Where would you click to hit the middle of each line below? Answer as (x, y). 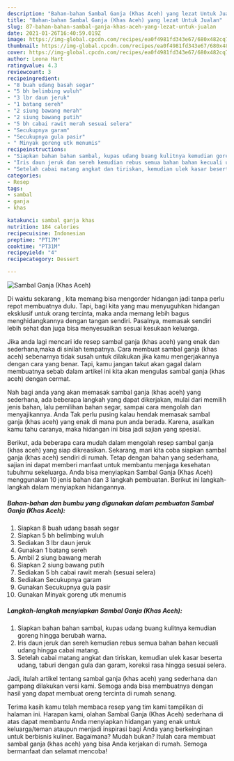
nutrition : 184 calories (43, 227)
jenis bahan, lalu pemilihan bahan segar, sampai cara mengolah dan (104, 407)
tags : (15, 189)
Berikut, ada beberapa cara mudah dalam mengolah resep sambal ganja (110, 442)
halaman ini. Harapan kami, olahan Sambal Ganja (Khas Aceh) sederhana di (115, 714)
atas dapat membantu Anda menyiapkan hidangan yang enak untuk (104, 721)
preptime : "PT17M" (34, 240)
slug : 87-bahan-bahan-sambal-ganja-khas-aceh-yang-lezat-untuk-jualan (112, 26)
